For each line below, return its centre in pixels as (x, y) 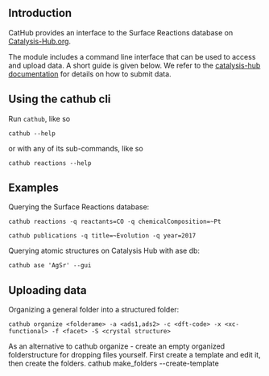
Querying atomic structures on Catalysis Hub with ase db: (104, 251)
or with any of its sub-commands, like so (76, 148)
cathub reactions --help (50, 163)
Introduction (40, 13)
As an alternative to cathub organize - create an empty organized (117, 346)
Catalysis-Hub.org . (39, 41)
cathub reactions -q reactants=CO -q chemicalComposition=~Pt (115, 222)
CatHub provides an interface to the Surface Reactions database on (121, 32)
